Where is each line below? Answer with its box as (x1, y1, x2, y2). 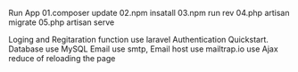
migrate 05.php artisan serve (8, 17, 115, 28)
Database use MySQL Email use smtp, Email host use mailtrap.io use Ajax (8, 44, 278, 54)
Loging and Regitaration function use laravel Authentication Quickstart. (8, 35, 269, 44)
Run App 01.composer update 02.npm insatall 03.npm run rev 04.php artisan (8, 8, 290, 18)
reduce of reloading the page (8, 53, 116, 63)
